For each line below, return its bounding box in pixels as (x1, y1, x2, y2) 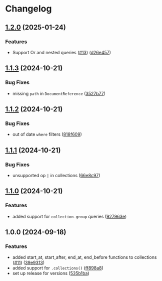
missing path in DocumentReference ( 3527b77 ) (12, 90, 106, 96)
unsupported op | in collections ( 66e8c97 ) (12, 172, 100, 178)
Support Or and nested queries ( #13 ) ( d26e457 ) (12, 49, 111, 55)
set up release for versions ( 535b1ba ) (12, 270, 89, 276)
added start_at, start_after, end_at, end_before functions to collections (12, 254, 157, 260)
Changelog (5, 3, 52, 15)
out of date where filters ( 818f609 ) (12, 131, 82, 137)
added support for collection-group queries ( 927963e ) (12, 213, 127, 219)
